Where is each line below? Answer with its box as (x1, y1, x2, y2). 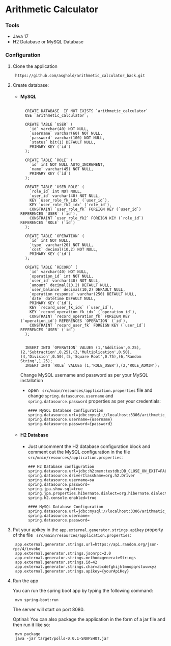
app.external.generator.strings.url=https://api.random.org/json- (15, 542, 159, 547)
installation (20, 377, 43, 383)
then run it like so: (12, 622, 50, 628)
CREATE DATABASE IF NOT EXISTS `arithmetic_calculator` (24, 108, 149, 113)
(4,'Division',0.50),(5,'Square (20, 354, 89, 359)
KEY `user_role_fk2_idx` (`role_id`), (30, 202, 112, 207)
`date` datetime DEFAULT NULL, (30, 296, 96, 301)
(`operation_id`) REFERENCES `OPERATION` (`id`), (20, 318, 128, 324)
